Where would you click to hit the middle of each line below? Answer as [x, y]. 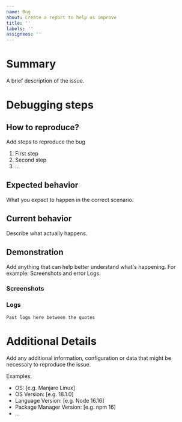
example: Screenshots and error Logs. [53, 273]
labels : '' [20, 29]
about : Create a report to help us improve [62, 17]
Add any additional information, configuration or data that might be [89, 358]
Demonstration [35, 252]
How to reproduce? [43, 127]
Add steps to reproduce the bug [46, 142]
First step [27, 154]
